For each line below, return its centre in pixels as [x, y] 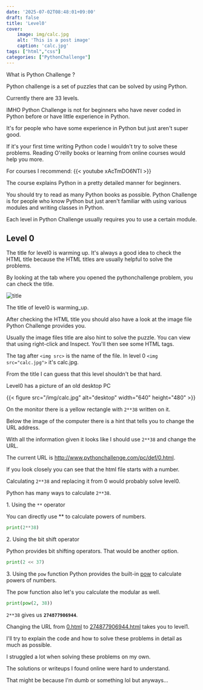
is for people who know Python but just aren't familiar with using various [96, 201]
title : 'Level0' [27, 23]
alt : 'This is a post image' [54, 40]
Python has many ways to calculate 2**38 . [59, 493]
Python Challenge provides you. [46, 326]
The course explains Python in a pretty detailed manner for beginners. [94, 182]
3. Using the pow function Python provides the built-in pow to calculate [94, 574]
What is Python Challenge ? [41, 74]
